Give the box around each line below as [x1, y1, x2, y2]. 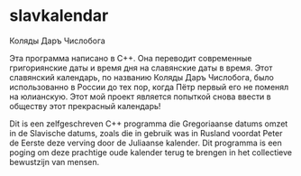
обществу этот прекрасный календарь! [9, 100, 161, 111]
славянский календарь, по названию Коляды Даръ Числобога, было [9, 71, 275, 82]
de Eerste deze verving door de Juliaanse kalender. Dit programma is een [9, 137, 282, 148]
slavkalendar [9, 5, 109, 26]
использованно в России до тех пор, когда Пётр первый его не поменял [9, 81, 289, 92]
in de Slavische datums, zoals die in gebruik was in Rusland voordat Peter [9, 127, 283, 138]
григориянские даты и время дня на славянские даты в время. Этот [9, 62, 273, 73]
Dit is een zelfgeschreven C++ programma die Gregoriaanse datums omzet [9, 118, 288, 129]
